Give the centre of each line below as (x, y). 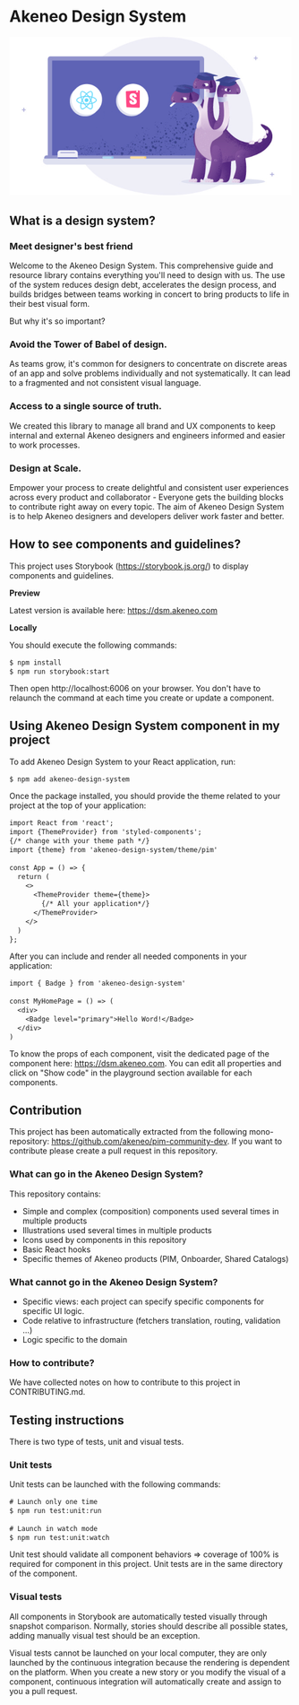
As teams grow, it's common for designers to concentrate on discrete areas (149, 364)
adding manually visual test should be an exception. (105, 1635)
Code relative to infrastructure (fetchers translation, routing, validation (151, 1321)
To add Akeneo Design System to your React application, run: (123, 761)
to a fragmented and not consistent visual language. (105, 383)
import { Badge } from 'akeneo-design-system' (98, 983)
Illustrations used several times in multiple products (117, 1230)
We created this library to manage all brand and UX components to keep (142, 426)
